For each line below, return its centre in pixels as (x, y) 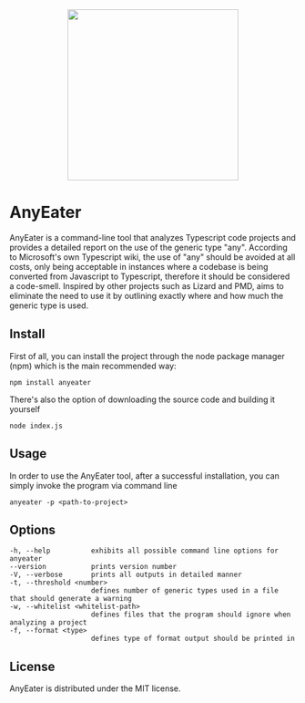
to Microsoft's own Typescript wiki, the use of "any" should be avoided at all (152, 257)
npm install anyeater (51, 382)
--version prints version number (93, 567)
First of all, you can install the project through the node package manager (147, 356)
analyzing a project (49, 623)
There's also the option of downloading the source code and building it (142, 399)
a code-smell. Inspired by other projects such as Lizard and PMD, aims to (147, 285)
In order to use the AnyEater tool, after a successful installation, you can (145, 476)
